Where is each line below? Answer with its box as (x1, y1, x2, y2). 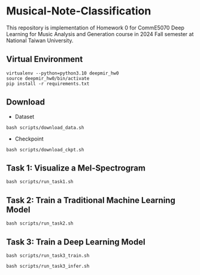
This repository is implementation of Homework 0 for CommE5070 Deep (6, 24, 184, 31)
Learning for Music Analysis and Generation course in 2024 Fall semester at (6, 30, 194, 37)
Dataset (14, 113, 35, 120)
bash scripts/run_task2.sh (6, 220, 74, 226)
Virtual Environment (6, 54, 83, 64)
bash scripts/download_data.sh (6, 124, 84, 130)
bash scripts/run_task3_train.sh (6, 253, 90, 259)
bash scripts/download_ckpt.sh (6, 147, 84, 153)
